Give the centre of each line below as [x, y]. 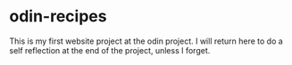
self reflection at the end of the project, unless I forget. [110, 50]
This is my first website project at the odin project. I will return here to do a [146, 41]
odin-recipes [58, 16]
